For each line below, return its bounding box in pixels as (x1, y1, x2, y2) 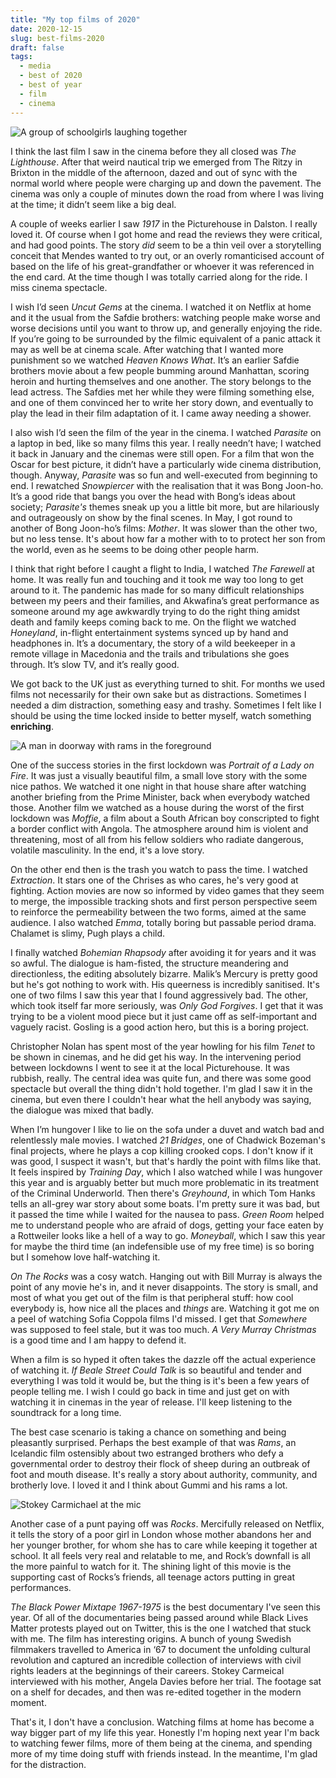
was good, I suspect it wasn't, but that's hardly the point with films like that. (10, 1155, 322, 1167)
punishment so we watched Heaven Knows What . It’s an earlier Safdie (10, 354, 300, 366)
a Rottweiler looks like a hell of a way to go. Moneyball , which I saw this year (10, 1229, 326, 1241)
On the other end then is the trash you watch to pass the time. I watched (10, 863, 308, 875)
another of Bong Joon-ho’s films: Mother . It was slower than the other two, (10, 522, 318, 534)
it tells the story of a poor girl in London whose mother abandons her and (10, 1528, 312, 1540)
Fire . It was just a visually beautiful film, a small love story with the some (10, 769, 308, 781)
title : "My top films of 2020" (10, 14, 141, 25)
